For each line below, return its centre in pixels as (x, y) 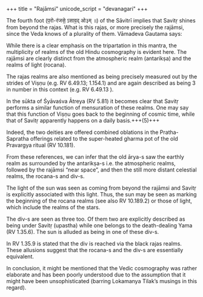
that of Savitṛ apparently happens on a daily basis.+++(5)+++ (83, 120)
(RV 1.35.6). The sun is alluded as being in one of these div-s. (83, 232)
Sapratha (18, 138)
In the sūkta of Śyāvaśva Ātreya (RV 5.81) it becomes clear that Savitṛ (92, 101)
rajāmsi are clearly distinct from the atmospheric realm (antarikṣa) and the (99, 58)
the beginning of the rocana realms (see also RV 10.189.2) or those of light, (99, 201)
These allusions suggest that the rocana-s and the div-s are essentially (95, 250)
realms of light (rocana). (36, 65)
